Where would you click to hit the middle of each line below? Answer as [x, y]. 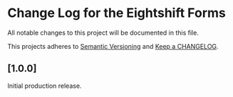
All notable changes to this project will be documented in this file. [103, 33]
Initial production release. [45, 86]
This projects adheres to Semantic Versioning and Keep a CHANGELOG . [113, 46]
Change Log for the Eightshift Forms [116, 13]
